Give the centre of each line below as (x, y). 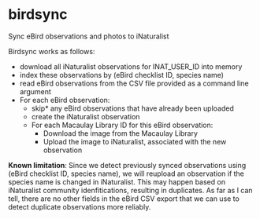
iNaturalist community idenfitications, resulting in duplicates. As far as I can (131, 190)
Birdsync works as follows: (52, 51)
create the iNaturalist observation (85, 116)
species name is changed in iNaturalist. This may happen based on (117, 181)
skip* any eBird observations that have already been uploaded (133, 108)
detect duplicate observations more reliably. (80, 206)
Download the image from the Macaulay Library (121, 133)
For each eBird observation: (65, 100)
